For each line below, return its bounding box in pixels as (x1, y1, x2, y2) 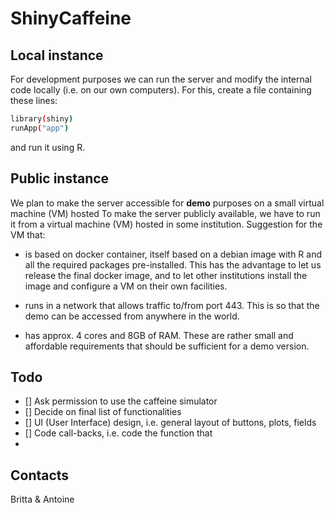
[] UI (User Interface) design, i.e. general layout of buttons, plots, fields (24, 417, 317, 429)
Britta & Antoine (10, 493, 75, 506)
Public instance (10, 170, 110, 187)
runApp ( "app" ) (10, 123, 70, 133)
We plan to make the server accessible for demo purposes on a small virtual (10, 197, 325, 209)
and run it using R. (10, 141, 86, 153)
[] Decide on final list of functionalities (24, 406, 182, 418)
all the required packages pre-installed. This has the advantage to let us (24, 258, 322, 271)
